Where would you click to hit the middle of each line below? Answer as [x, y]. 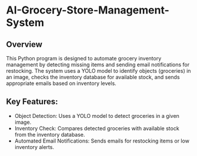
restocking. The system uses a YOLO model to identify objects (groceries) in [98, 71]
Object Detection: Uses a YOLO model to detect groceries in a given [97, 116]
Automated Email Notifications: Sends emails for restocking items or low [102, 141]
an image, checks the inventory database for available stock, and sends [93, 77]
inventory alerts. [34, 147]
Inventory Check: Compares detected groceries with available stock [97, 128]
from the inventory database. [50, 134]
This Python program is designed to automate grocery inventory [84, 58]
